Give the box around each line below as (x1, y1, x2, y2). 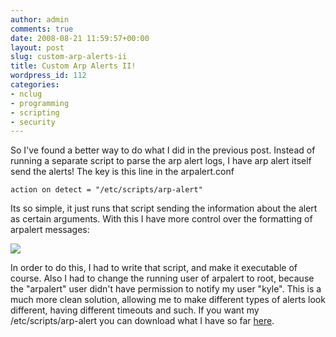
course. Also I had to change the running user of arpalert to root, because (10, 272, 315, 285)
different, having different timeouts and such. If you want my (10, 304, 260, 316)
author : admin (10, 14, 70, 25)
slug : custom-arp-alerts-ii (10, 52, 128, 62)
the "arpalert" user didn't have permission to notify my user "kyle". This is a (10, 283, 322, 295)
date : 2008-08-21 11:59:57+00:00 (10, 33, 150, 43)
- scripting (10, 107, 60, 118)
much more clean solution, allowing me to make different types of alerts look (10, 294, 326, 306)
